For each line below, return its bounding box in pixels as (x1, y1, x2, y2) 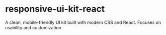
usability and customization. (5, 24, 63, 30)
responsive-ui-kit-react (5, 3, 105, 15)
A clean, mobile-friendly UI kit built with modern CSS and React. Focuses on (5, 19, 162, 25)
